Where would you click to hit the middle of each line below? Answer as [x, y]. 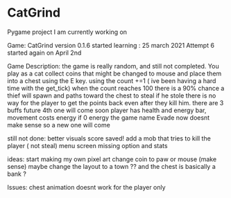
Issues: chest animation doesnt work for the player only [86, 187]
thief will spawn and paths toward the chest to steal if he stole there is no [112, 96]
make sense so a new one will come [59, 125]
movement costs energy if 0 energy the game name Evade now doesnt [109, 117]
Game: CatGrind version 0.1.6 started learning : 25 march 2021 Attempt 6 [111, 45]
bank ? [17, 174]
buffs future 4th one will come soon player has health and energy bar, [107, 110]
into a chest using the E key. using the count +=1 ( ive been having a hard [112, 80]
